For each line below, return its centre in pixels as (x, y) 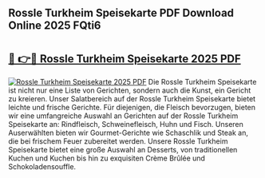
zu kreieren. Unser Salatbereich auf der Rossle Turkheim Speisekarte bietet (132, 99)
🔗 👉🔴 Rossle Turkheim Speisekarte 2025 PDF (125, 59)
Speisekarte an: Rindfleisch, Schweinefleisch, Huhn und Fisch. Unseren (126, 124)
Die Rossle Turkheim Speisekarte (202, 82)
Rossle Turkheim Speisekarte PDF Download (121, 13)
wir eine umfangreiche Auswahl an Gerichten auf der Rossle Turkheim (123, 116)
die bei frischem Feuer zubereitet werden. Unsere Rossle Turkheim (118, 141)
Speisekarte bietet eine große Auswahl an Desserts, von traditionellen (123, 150)
